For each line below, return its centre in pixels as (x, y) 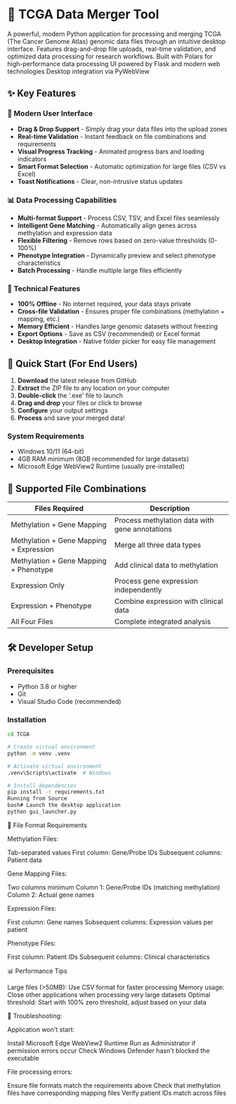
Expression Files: (32, 908)
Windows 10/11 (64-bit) (51, 452)
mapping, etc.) (39, 319)
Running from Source (38, 799)
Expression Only (38, 585)
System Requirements (46, 436)
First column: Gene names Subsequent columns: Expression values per (110, 922)
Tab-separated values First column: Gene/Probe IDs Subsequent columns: (115, 852)
